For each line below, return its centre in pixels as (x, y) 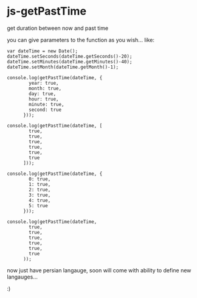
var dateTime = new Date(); (43, 51)
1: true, (40, 184)
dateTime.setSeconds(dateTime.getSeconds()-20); (70, 56)
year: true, (44, 83)
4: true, (40, 200)
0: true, (40, 179)
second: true (45, 110)
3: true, (40, 195)
